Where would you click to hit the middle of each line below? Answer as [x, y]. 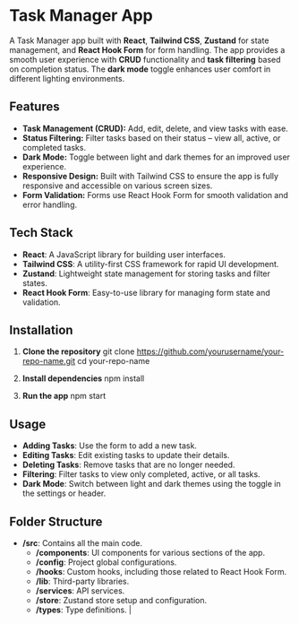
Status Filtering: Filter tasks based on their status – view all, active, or [151, 138]
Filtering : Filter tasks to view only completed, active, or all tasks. [141, 474]
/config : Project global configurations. [106, 562]
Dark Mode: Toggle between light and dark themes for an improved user [156, 157]
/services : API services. [80, 591]
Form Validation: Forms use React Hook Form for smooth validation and [155, 195]
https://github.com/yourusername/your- [210, 351]
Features [34, 107]
